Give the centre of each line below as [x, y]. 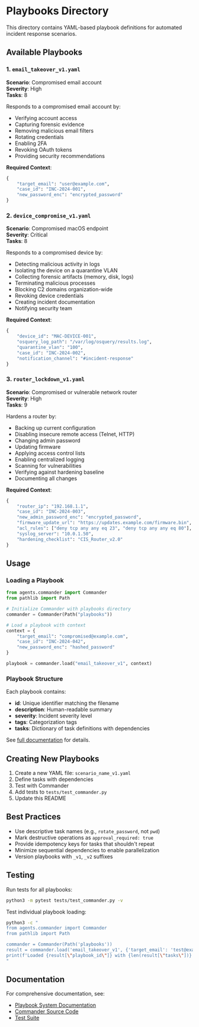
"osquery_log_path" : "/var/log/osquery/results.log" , [84, 342]
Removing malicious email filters [54, 130]
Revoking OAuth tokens [43, 149]
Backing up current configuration [55, 428]
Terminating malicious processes [55, 283]
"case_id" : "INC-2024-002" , [51, 353]
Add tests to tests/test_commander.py [61, 792]
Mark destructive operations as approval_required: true [84, 837]
